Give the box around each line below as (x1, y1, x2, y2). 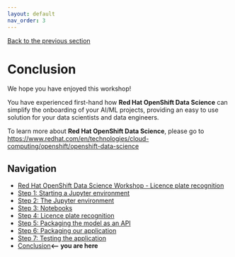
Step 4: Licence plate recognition (17, 212, 115, 220)
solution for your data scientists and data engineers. (7, 113, 159, 122)
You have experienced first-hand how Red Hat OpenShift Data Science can (7, 98, 228, 107)
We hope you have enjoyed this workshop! (7, 84, 132, 93)
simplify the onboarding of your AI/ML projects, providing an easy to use (7, 105, 219, 114)
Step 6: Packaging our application (17, 227, 117, 235)
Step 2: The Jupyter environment (17, 196, 115, 205)
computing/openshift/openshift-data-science (7, 142, 139, 151)
